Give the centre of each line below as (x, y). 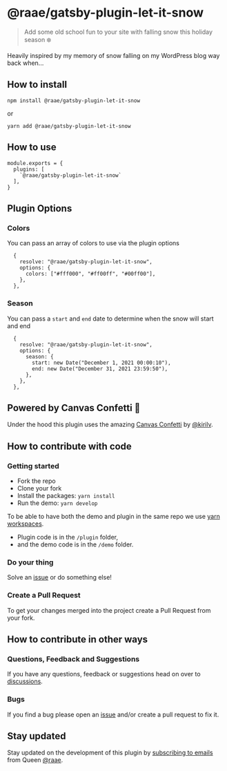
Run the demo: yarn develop (57, 503)
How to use (32, 147)
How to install (37, 85)
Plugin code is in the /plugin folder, (68, 537)
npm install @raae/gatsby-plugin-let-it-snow (73, 101)
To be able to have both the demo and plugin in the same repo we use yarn (114, 517)
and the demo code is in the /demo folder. (75, 544)
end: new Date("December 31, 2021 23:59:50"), (100, 369)
